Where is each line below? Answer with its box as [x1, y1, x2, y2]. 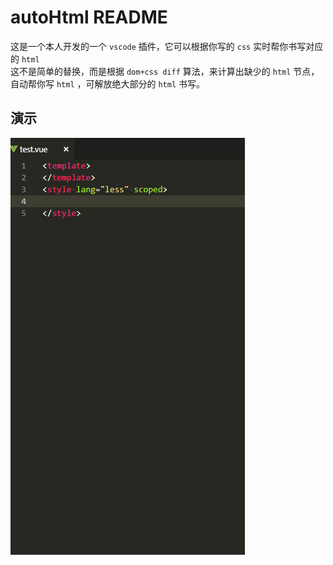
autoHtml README [10, 6, 168, 29]
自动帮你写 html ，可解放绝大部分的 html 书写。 [10, 77, 206, 90]
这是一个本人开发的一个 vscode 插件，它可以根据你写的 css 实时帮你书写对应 [10, 40, 324, 52]
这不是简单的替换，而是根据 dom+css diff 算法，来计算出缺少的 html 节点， [10, 65, 320, 77]
